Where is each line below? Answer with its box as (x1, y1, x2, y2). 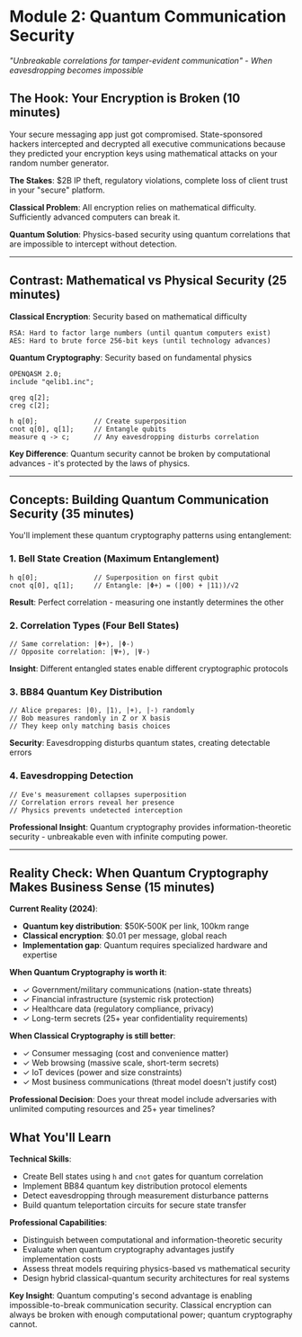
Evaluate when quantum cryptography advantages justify (22, 1244, 235, 1255)
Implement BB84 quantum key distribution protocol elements (22, 1180, 248, 1191)
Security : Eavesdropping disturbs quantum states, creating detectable (9, 738, 271, 749)
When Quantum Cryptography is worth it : (9, 967, 167, 978)
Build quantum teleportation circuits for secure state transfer (22, 1199, 247, 1211)
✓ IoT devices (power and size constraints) (22, 1067, 182, 1078)
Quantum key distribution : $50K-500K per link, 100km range (22, 920, 250, 932)
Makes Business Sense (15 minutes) (9, 879, 216, 894)
